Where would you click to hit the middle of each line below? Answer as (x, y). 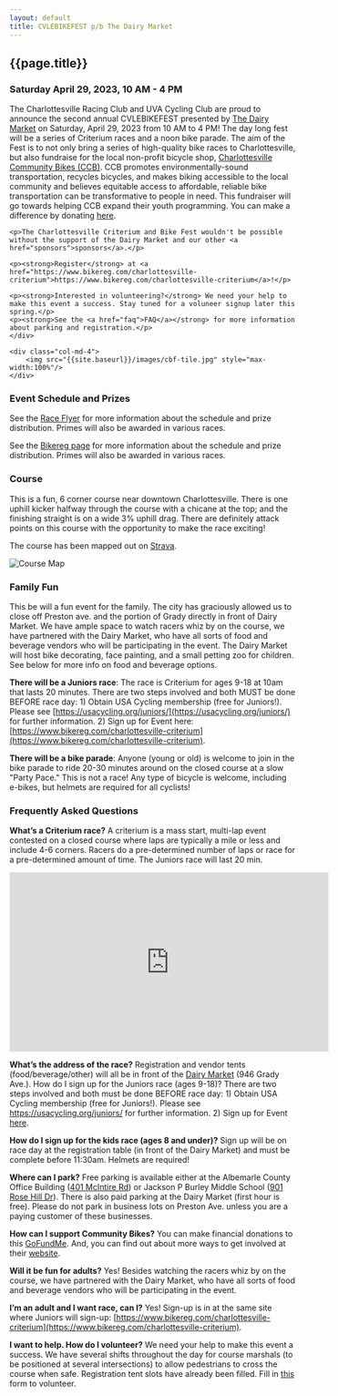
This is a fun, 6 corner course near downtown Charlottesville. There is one (149, 498)
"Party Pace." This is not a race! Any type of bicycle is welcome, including (148, 778)
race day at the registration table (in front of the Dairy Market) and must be (150, 1150)
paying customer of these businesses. (81, 1216)
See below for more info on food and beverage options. (113, 665)
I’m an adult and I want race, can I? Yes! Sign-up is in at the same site (141, 1308)
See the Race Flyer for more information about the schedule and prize (140, 418)
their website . (35, 1253)
